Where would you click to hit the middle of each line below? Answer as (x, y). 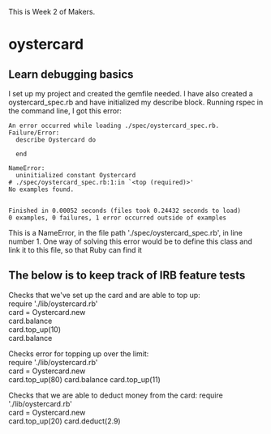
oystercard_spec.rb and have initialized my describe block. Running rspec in (136, 102)
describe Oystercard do (56, 140)
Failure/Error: (34, 133)
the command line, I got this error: (65, 111)
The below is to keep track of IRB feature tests (127, 276)
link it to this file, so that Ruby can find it (75, 250)
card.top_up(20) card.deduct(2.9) (65, 421)
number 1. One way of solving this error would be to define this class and (131, 241)
